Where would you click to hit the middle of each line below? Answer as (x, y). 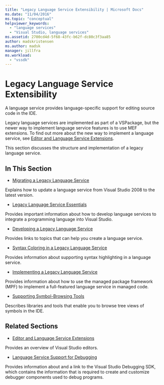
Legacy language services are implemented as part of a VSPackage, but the (82, 123)
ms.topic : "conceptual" (29, 19)
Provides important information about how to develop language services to (81, 214)
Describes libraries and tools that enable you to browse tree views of (75, 306)
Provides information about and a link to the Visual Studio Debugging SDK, (80, 366)
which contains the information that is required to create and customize (77, 372)
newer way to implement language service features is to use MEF (71, 128)
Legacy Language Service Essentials (49, 205)
